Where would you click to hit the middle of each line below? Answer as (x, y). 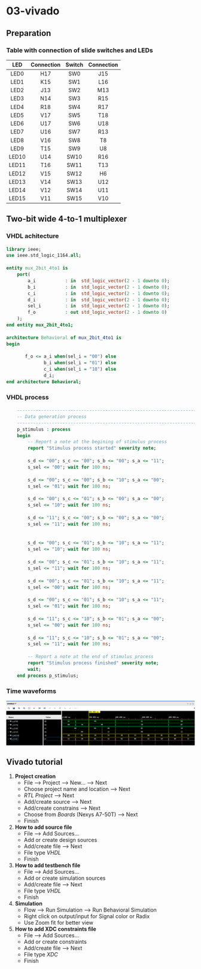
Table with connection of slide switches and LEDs (80, 50)
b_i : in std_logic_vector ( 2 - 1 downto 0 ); (99, 287)
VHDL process (28, 397)
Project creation (35, 776)
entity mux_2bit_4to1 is (37, 268)
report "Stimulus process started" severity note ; (92, 448)
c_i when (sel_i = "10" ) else (80, 370)
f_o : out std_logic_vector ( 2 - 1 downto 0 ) (98, 313)
